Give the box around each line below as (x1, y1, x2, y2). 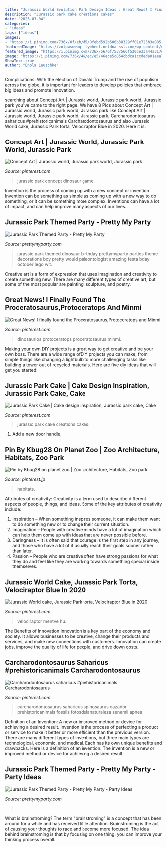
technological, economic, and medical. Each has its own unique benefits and (5, 740, 162, 746)
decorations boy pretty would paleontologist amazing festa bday (17, 256, 150, 262)
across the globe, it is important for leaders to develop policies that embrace (5, 82, 162, 88)
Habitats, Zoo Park (5, 453, 64, 462)
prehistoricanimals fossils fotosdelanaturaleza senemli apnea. (17, 709, 144, 715)
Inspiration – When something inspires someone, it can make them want (12, 516, 160, 522)
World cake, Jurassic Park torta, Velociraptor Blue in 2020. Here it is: (5, 123, 146, 130)
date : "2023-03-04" (5, 16, 46, 21)
